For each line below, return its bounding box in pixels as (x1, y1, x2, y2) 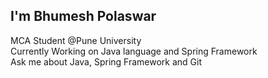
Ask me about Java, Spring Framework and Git (10, 55, 203, 68)
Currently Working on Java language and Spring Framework (10, 45, 258, 57)
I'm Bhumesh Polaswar (10, 8, 157, 25)
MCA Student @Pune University (10, 34, 142, 46)
